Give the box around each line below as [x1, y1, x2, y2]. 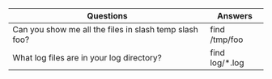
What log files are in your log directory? [12, 52, 162, 63]
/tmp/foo [210, 34, 244, 45]
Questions [87, 10, 128, 21]
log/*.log [210, 57, 244, 68]
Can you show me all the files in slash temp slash [12, 24, 198, 35]
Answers [217, 10, 253, 21]
